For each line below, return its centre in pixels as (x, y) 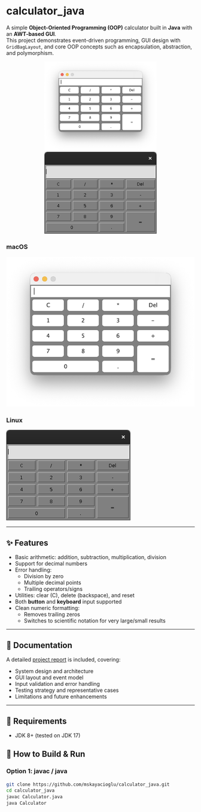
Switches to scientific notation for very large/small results (95, 621)
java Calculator (26, 803)
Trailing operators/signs (53, 589)
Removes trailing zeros (52, 615)
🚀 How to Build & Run (46, 754)
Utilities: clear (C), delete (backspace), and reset (74, 596)
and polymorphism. (30, 53)
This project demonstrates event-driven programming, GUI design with (93, 40)
